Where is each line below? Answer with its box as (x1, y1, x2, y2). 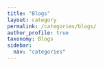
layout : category (7, 16, 57, 23)
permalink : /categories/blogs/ (7, 23, 97, 30)
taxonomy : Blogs (7, 36, 54, 43)
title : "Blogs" (7, 10, 51, 17)
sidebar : (7, 42, 32, 49)
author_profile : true (7, 29, 69, 36)
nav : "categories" (13, 49, 67, 56)
